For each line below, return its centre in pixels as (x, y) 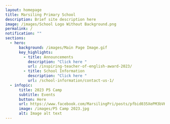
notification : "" (24, 33)
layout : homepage (24, 10)
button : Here (32, 99)
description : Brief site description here (51, 19)
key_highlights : (36, 52)
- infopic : (21, 85)
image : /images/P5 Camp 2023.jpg (54, 109)
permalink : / (19, 29)
